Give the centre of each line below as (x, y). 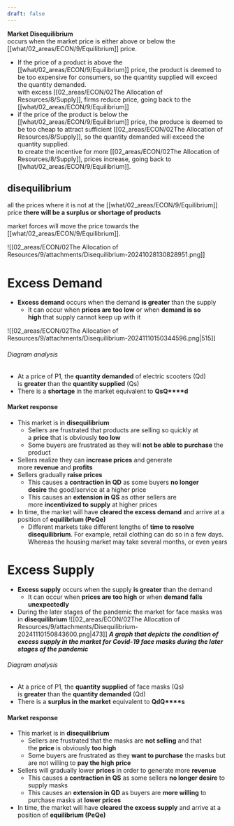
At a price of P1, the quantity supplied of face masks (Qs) (101, 687)
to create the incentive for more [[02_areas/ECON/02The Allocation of (118, 151)
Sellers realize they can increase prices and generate (95, 460)
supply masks (48, 785)
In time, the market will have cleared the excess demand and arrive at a (121, 511)
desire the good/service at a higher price (87, 489)
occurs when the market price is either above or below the (92, 41)
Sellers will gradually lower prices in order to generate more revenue (117, 771)
